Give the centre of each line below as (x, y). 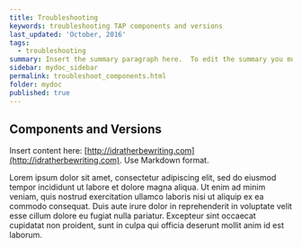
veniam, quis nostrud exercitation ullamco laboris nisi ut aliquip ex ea (137, 197)
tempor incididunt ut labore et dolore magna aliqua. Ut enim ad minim (138, 187)
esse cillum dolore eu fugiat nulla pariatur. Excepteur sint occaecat (133, 216)
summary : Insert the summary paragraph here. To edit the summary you (146, 59)
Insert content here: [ (49, 151)
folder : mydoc (36, 84)
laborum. (26, 235)
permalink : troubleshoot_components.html (88, 76)
